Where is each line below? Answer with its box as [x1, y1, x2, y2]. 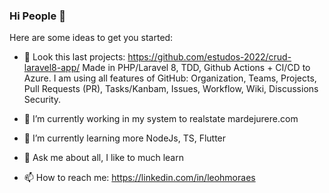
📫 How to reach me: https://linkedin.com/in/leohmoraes [23, 172, 256, 184]
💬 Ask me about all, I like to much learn [23, 152, 184, 164]
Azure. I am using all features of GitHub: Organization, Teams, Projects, [23, 72, 317, 84]
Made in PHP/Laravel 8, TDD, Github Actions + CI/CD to [82, 62, 311, 74]
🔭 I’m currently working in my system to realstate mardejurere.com [23, 113, 299, 125]
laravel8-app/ [23, 62, 81, 74]
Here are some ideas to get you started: [9, 32, 174, 44]
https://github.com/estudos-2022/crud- [127, 51, 292, 63]
